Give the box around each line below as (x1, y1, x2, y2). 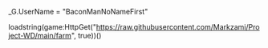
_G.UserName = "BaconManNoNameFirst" (8, 7, 148, 16)
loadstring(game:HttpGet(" (8, 22, 96, 31)
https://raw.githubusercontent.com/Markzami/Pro (95, 22, 260, 31)
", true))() (71, 31, 102, 40)
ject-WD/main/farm (8, 31, 72, 40)
